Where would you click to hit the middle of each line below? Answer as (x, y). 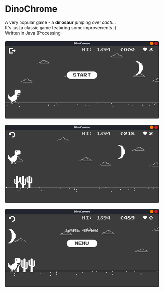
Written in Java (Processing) (34, 33)
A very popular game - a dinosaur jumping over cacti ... (61, 22)
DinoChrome (31, 9)
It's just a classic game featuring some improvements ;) (61, 27)
